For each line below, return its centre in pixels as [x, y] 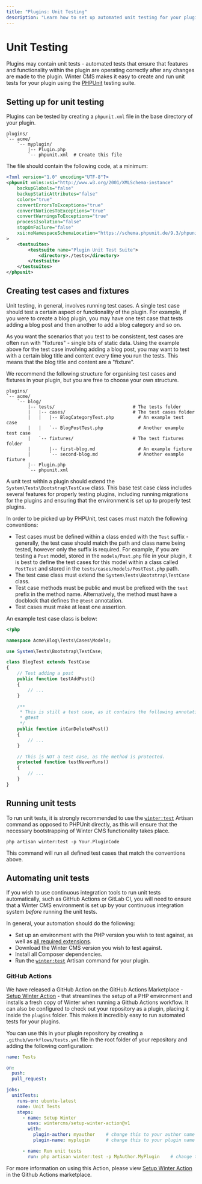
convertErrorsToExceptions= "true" [60, 205]
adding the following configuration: [50, 1046]
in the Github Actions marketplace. [49, 1174]
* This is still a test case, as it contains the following [96, 712]
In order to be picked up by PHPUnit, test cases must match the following [97, 518]
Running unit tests [41, 803]
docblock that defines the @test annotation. [69, 600]
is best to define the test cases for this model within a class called [96, 562]
